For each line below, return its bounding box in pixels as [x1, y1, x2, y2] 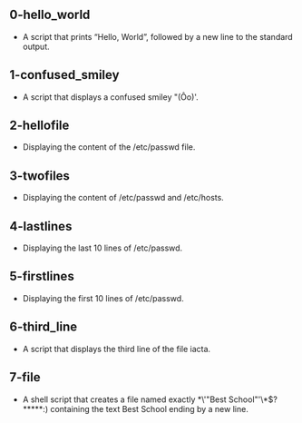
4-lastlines [9, 218, 73, 234]
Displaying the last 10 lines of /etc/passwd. [22, 242, 183, 253]
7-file [9, 369, 41, 385]
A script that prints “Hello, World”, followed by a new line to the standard [22, 31, 293, 42]
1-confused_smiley [9, 67, 120, 83]
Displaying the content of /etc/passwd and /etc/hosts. [22, 192, 224, 203]
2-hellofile [9, 118, 70, 133]
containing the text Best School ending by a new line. [49, 403, 249, 414]
